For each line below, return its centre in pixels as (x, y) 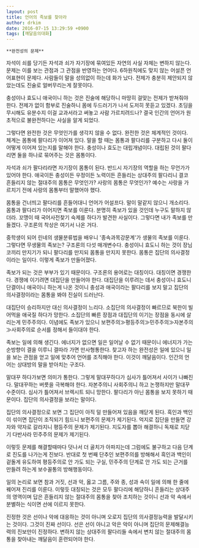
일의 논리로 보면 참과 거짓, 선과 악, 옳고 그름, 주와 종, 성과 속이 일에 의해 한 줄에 (97, 482)
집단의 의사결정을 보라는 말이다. (60, 399)
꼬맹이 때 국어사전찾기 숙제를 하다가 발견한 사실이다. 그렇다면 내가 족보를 (103, 218)
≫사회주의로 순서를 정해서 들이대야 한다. (53, 330)
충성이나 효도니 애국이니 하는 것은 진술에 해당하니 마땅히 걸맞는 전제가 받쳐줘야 (97, 98)
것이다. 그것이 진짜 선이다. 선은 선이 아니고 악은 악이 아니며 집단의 (88, 524)
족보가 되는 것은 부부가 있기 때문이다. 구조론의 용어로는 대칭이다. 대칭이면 (91, 273)
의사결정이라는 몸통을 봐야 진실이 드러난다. (56, 295)
